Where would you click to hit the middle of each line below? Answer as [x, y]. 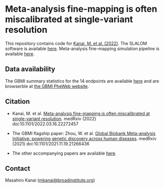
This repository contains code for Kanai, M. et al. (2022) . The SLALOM [76, 43]
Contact [18, 168]
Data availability [30, 69]
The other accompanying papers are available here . [64, 153]
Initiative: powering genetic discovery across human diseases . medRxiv [84, 139]
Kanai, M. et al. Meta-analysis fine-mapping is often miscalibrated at [81, 113]
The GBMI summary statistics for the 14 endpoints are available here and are [82, 81]
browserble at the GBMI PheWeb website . [47, 86]
